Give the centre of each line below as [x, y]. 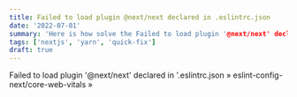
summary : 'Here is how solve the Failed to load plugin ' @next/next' [140, 34]
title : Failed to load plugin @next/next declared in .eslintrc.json [140, 17]
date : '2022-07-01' [45, 26]
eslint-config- [258, 75]
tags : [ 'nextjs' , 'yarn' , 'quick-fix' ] [83, 42]
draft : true [31, 50]
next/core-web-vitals [48, 85]
